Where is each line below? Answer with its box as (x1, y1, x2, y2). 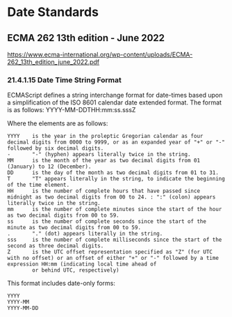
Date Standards (7, 4, 99, 20)
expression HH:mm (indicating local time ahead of (7, 261, 157, 268)
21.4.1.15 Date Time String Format (7, 75, 122, 84)
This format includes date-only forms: (7, 279, 116, 288)
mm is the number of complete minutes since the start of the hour (7, 206, 222, 213)
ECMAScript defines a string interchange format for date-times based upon (7, 91, 223, 100)
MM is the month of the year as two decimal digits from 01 (7, 157, 200, 164)
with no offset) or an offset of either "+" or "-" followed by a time (7, 255, 219, 262)
